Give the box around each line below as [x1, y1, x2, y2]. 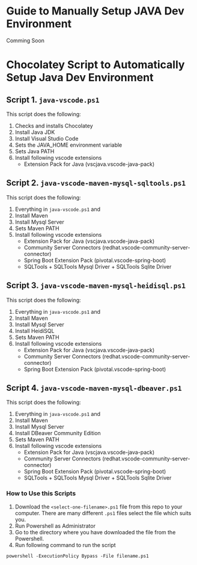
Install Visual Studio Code [14, 135, 79, 142]
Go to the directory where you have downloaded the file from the [14, 528, 176, 536]
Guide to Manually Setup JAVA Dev [6, 4, 185, 18]
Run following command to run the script [14, 541, 116, 548]
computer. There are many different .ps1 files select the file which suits [14, 509, 192, 516]
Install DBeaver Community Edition [14, 430, 101, 437]
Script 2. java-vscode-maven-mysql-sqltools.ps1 [6, 178, 186, 188]
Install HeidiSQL [14, 327, 55, 334]
